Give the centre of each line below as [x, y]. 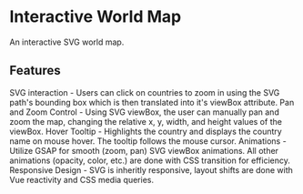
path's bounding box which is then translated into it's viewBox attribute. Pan [152, 102]
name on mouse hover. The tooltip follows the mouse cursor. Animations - [148, 141]
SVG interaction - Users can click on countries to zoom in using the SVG [145, 92]
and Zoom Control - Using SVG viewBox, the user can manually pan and [144, 112]
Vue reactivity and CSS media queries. [82, 179]
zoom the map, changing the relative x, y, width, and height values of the [146, 121]
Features [35, 71]
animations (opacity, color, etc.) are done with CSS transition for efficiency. [150, 160]
